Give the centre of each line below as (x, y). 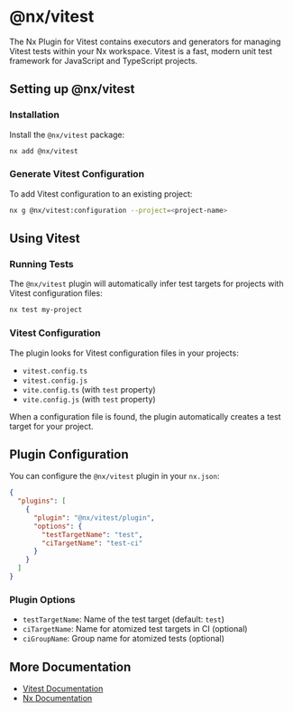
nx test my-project (46, 310)
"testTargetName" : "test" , (92, 534)
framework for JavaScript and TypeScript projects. (104, 60)
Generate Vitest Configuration (77, 174)
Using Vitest (45, 239)
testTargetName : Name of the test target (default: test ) (124, 619)
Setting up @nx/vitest (72, 89)
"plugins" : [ (42, 501)
